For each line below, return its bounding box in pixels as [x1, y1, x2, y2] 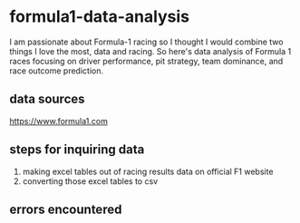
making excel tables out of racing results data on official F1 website [22, 166, 274, 177]
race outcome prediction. [9, 65, 104, 76]
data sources [9, 92, 85, 107]
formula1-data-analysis [9, 6, 190, 27]
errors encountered [9, 201, 122, 217]
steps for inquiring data [9, 142, 145, 158]
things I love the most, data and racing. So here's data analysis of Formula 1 [9, 45, 292, 56]
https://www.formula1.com [9, 115, 109, 126]
